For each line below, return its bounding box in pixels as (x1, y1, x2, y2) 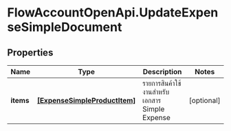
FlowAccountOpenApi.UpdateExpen (7, 5, 219, 21)
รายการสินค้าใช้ (142, 79, 181, 88)
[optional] (188, 96, 221, 105)
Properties (7, 47, 54, 58)
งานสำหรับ (142, 87, 170, 97)
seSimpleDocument (7, 19, 122, 35)
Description (142, 67, 182, 76)
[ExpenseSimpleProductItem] (36, 96, 136, 105)
